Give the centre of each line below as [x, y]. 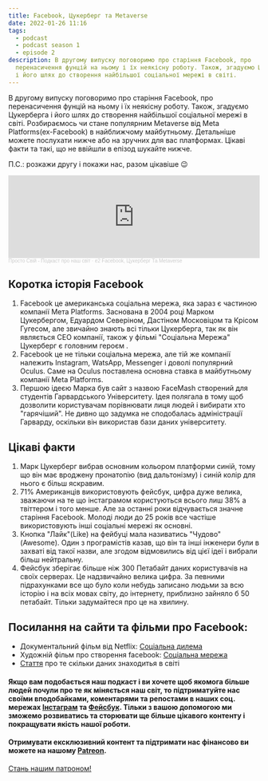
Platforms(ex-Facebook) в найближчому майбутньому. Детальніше [122, 132]
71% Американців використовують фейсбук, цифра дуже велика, [131, 492]
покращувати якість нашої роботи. [70, 724]
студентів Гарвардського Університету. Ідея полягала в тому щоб [131, 396]
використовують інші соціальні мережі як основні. [106, 526]
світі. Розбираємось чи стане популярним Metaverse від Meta [114, 123]
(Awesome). [39, 542]
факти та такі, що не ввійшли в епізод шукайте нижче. [100, 148]
